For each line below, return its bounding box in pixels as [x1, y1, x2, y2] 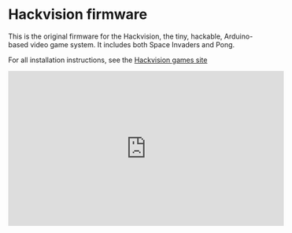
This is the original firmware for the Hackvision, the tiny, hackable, [8, 31, 223, 41]
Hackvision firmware [8, 6, 148, 24]
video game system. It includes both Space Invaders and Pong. [30, 39, 235, 49]
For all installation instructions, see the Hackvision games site [8, 55, 208, 65]
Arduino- [224, 31, 253, 41]
